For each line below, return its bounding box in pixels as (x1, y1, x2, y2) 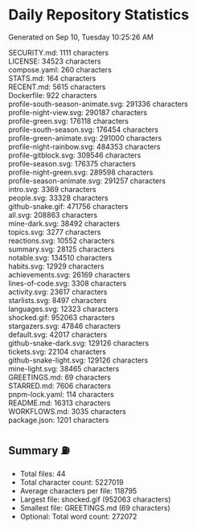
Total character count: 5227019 (19, 477, 124, 487)
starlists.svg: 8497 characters (8, 295, 107, 305)
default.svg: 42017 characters (8, 330, 108, 339)
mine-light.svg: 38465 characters (8, 363, 120, 373)
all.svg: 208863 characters (8, 210, 98, 219)
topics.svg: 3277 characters (8, 227, 101, 236)
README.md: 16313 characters (8, 398, 111, 408)
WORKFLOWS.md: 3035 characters (8, 406, 126, 416)
